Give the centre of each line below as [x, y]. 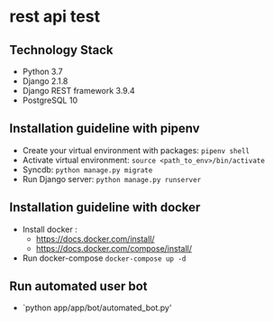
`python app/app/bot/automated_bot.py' [97, 308]
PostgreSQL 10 [50, 100]
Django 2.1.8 [45, 81]
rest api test [55, 17]
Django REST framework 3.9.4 [78, 91]
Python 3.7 [42, 71]
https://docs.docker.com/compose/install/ [114, 248]
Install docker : [50, 229]
